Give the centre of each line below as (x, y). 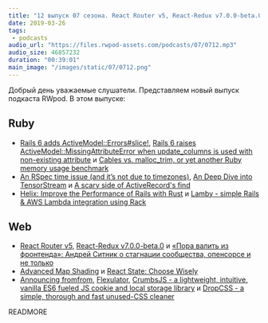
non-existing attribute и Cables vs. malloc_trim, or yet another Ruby (130, 159)
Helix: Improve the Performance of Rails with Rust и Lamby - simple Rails (139, 193)
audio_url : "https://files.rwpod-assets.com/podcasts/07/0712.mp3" (123, 45)
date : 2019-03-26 (37, 23)
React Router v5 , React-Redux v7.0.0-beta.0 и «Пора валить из (124, 246)
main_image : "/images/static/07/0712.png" (80, 68)
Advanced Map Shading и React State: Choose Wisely (109, 271)
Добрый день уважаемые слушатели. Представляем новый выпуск (124, 90)
